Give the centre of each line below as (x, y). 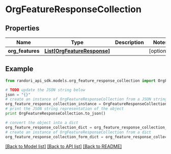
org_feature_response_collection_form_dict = (54, 137)
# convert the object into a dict (42, 122)
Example (19, 69)
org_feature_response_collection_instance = (53, 104)
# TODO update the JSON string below (45, 90)
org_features (24, 51)
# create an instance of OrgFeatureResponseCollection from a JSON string (86, 99)
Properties (22, 28)
